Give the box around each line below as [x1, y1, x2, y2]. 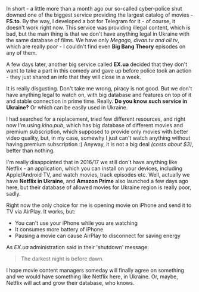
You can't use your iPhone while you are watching [14, 219, 138, 227]
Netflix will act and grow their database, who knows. [6, 280, 135, 286]
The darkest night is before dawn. [20, 255, 104, 262]
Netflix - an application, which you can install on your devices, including [6, 165, 183, 172]
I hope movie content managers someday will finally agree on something [6, 267, 185, 274]
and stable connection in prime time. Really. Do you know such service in [6, 98, 188, 105]
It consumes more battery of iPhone [14, 226, 104, 233]
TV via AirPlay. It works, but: [6, 208, 76, 215]
